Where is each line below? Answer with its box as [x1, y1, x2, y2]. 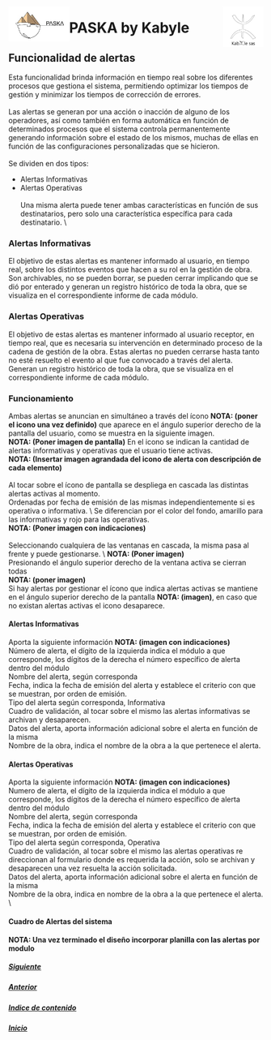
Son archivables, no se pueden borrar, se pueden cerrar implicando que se [8, 273, 259, 283]
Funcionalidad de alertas [8, 51, 136, 65]
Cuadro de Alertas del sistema [8, 916, 112, 926]
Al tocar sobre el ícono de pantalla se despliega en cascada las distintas [8, 479, 249, 489]
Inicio [8, 1023, 28, 1033]
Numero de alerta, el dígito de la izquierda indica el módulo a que [8, 786, 226, 796]
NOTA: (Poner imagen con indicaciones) [8, 522, 146, 533]
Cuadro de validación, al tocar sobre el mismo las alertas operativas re [8, 846, 243, 856]
